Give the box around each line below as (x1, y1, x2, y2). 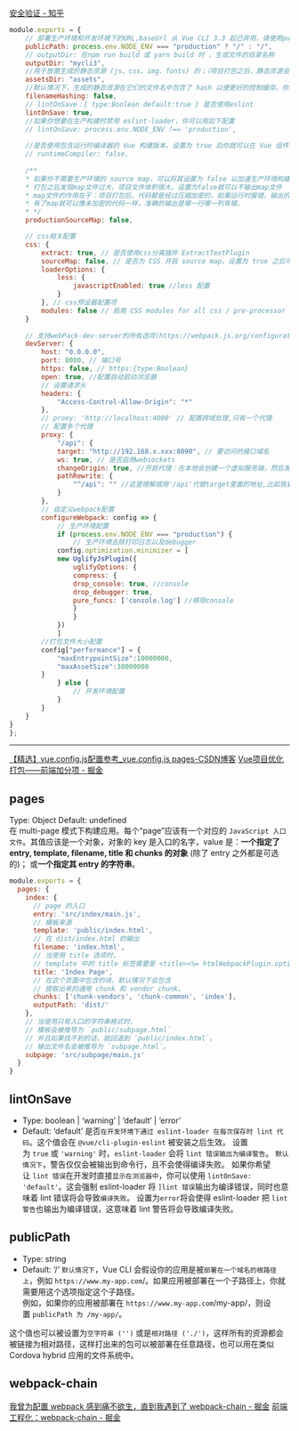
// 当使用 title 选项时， (32, 951, 120, 960)
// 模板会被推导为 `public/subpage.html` (25, 1025, 172, 1034)
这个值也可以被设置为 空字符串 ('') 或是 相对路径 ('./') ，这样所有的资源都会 (9, 1327, 284, 1338)
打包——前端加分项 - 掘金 (9, 764, 104, 776)
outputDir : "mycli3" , (25, 59, 105, 68)
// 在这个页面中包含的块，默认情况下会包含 (32, 975, 172, 985)
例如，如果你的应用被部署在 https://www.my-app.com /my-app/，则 (21, 1298, 264, 1308)
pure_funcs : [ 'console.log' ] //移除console (72, 595, 234, 605)
